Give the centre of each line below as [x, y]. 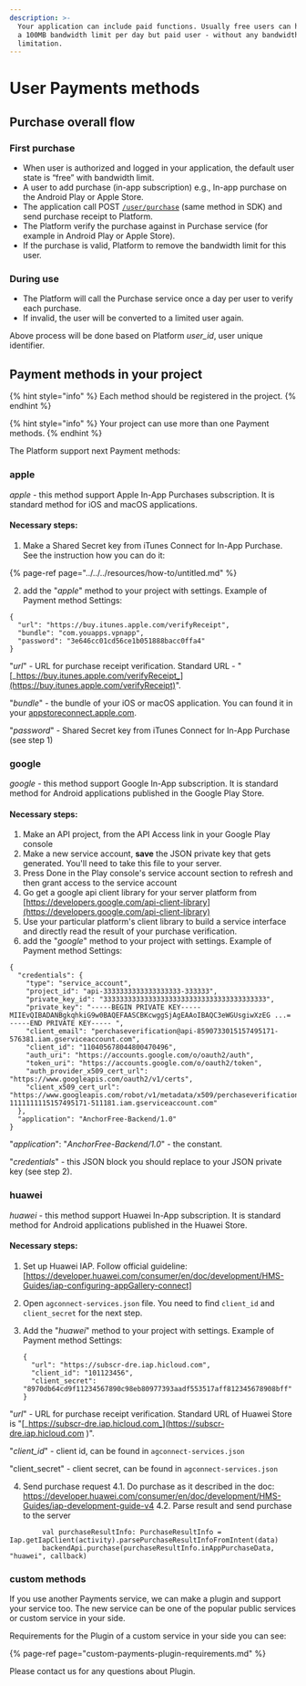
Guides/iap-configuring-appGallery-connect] [107, 1285]
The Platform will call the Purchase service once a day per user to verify [158, 298]
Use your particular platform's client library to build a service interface [154, 922]
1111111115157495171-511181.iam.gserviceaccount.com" [114, 1104]
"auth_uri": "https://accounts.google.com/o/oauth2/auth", [140, 1055]
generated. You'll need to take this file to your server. [122, 864]
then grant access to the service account [100, 883]
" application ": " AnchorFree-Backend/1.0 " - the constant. [116, 1144]
